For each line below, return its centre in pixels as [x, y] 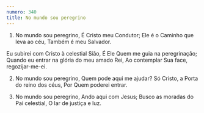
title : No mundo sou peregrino [46, 18]
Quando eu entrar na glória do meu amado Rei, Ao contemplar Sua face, [97, 60]
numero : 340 [21, 12]
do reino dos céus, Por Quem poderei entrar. [71, 85]
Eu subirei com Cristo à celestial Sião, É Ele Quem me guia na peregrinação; [102, 53]
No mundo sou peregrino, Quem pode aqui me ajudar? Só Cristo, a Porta [107, 78]
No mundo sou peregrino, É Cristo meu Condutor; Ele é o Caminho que [104, 35]
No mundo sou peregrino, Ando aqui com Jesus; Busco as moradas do [104, 97]
